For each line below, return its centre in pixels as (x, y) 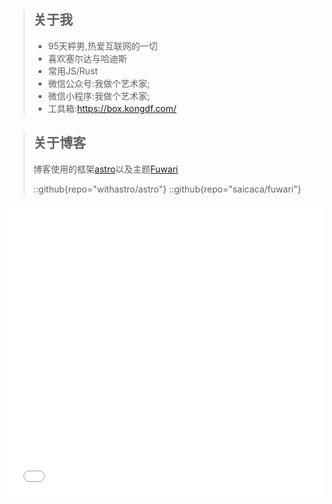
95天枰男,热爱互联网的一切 (102, 46)
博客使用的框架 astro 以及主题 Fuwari (105, 169)
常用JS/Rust (72, 71)
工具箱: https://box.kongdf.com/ (112, 108)
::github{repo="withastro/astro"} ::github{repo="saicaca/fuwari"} (167, 189)
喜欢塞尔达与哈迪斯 (87, 58)
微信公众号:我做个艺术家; (98, 83)
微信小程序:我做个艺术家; (98, 96)
